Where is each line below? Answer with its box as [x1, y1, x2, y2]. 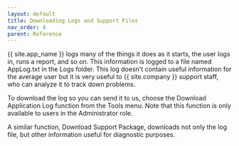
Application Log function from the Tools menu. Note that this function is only [7, 101, 231, 110]
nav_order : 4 [7, 24, 46, 31]
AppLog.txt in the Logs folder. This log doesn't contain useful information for [7, 65, 232, 73]
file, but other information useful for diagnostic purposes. [7, 130, 176, 139]
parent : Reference [7, 30, 62, 38]
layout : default [7, 10, 55, 18]
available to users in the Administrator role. [7, 109, 133, 118]
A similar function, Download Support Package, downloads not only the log [7, 122, 228, 132]
